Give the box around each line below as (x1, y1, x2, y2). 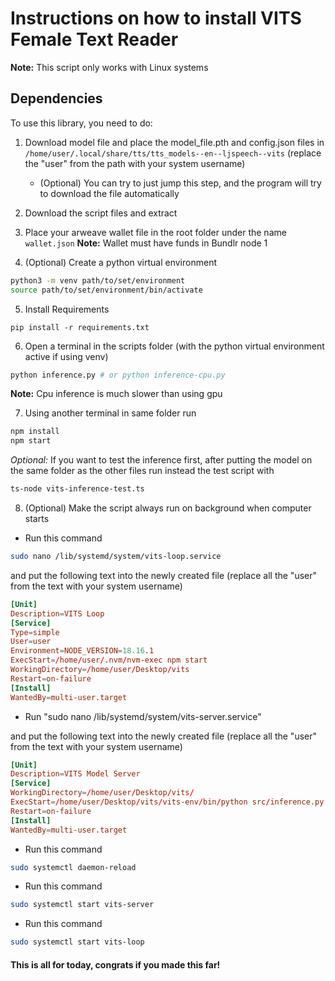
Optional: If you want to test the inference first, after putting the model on (10, 454, 313, 466)
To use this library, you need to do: (10, 117, 153, 129)
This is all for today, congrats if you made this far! (10, 958, 221, 971)
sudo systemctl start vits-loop (10, 937, 145, 947)
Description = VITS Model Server (10, 769, 141, 779)
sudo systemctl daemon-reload (10, 862, 137, 872)
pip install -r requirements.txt (10, 322, 150, 332)
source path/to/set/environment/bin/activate (10, 285, 203, 295)
